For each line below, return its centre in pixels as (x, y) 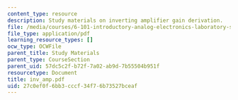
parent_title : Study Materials (53, 54)
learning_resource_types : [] (50, 40)
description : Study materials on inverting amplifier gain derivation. (115, 20)
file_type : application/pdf (49, 33)
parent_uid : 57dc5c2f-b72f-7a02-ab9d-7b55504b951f (84, 66)
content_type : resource (42, 14)
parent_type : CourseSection (49, 60)
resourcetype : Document (42, 73)
